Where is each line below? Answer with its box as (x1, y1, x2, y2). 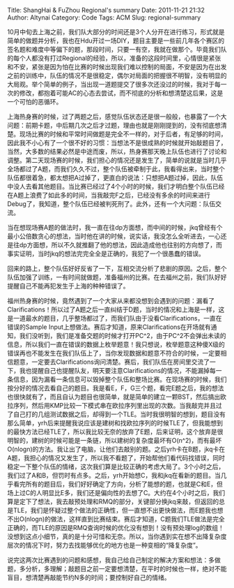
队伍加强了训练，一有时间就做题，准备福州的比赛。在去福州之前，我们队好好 (7, 273, 227, 281)
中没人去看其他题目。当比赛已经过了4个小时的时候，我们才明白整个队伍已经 (7, 182, 225, 191)
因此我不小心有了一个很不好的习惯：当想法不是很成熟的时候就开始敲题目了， (7, 139, 227, 147)
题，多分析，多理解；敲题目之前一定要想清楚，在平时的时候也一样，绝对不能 (7, 565, 227, 573)
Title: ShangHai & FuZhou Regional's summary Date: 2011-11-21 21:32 (7, 6, 205, 14)
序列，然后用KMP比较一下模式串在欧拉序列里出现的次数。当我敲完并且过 (13, 402, 222, 409)
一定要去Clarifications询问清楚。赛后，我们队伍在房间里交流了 (31, 358, 210, 366)
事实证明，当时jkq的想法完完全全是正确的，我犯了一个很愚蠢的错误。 (7, 249, 205, 258)
